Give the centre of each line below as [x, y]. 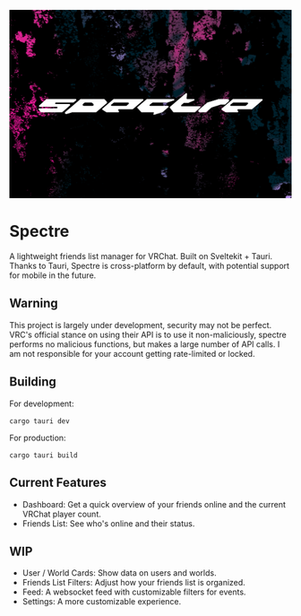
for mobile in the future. [53, 275]
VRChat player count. [61, 514]
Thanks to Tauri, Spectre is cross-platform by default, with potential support [149, 266]
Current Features [58, 483]
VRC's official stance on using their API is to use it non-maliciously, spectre [148, 334]
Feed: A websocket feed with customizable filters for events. [134, 592]
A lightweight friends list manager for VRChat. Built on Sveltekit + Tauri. [141, 256]
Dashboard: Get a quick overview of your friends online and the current [154, 504]
